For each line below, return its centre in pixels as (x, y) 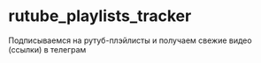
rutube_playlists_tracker (100, 16)
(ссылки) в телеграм (47, 49)
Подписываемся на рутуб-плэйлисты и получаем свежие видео (130, 40)
